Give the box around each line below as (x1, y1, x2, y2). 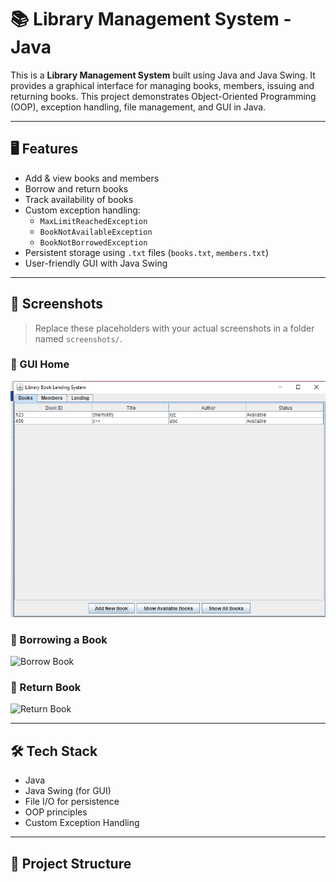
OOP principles (24, 806, 88, 818)
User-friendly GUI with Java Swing (24, 257, 168, 269)
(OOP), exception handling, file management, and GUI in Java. (10, 101, 267, 113)
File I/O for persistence (24, 796, 120, 808)
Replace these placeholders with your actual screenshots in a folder (34, 322, 315, 334)
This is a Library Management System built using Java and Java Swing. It (10, 69, 316, 81)
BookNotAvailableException (39, 227, 153, 237)
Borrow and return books (24, 182, 129, 195)
